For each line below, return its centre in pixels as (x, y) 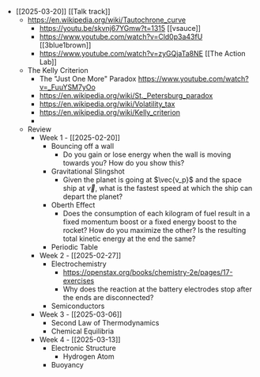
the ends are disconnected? (108, 297)
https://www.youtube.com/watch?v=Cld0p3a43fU (121, 36)
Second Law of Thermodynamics (105, 323)
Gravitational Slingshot (88, 171)
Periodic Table (75, 247)
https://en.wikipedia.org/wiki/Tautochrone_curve (107, 20)
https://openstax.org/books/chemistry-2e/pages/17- (148, 272)
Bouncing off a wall (83, 146)
